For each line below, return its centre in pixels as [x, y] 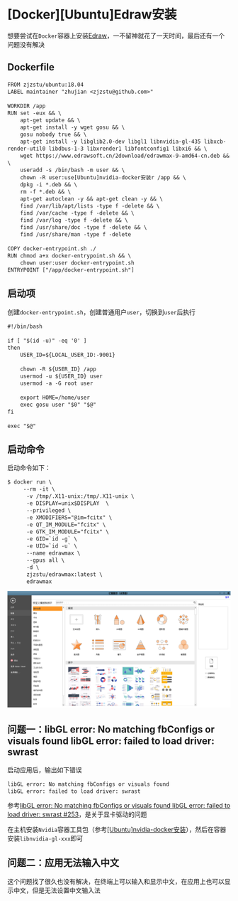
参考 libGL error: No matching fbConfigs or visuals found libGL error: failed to [119, 806]
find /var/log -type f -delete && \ [74, 220]
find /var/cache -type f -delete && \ [77, 213]
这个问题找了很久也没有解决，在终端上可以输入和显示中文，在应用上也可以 [116, 881]
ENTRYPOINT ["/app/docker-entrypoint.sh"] [71, 270]
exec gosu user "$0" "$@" [58, 405]
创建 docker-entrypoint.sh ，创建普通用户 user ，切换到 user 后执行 [102, 312]
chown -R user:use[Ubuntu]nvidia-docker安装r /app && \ [103, 177]
